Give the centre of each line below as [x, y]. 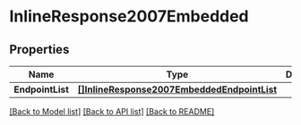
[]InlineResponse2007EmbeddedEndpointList [177, 89]
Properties [39, 50]
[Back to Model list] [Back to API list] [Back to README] [112, 112]
